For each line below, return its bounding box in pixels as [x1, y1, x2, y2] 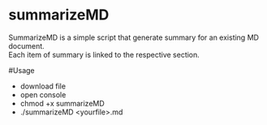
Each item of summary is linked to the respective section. [8, 50, 200, 59]
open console [19, 89, 67, 99]
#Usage [8, 65, 35, 75]
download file [19, 81, 67, 91]
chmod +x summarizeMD [19, 98, 106, 108]
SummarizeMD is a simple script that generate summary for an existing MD [8, 32, 260, 42]
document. [8, 41, 45, 50]
